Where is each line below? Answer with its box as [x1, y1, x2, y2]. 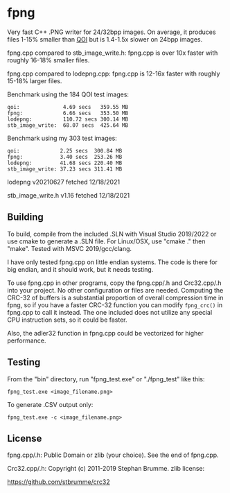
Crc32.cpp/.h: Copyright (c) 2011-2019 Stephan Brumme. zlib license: [7, 465, 205, 473]
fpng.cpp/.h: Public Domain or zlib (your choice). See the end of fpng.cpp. [7, 451, 220, 459]
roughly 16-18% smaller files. [7, 55, 90, 64]
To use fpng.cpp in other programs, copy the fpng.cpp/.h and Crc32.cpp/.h [7, 279, 222, 287]
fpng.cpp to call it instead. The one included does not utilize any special [7, 308, 213, 316]
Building [7, 211, 44, 223]
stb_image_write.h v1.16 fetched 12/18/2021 [7, 191, 130, 199]
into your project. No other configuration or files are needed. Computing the [7, 286, 224, 294]
